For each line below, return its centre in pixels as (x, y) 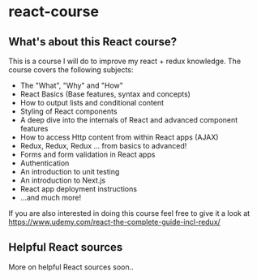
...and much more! (51, 198)
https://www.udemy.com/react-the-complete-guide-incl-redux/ (114, 222)
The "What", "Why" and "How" (71, 85)
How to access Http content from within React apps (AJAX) (119, 137)
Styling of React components (69, 111)
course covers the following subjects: (71, 70)
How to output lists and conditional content (92, 103)
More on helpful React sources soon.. (71, 267)
